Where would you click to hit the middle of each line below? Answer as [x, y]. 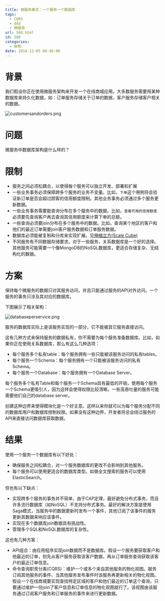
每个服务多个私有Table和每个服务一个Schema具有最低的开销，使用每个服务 [81, 383]
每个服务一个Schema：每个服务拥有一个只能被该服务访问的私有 [76, 360]
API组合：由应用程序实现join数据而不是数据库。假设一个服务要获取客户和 [86, 550]
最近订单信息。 [36, 563]
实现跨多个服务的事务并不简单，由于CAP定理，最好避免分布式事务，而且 [85, 498]
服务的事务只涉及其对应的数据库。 [40, 297]
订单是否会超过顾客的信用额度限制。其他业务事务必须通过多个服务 [88, 198]
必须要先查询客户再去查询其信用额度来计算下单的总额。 [68, 217]
